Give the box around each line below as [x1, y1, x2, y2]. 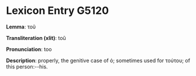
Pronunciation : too [6, 45, 52, 53]
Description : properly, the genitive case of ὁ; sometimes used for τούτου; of [6, 57, 190, 64]
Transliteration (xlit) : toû [6, 34, 66, 41]
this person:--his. [6, 63, 48, 70]
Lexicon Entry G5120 [6, 4, 109, 17]
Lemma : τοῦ [6, 23, 36, 30]
